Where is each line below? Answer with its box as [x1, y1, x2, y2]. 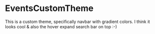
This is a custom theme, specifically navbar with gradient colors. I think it [5, 19, 150, 24]
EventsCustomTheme [5, 3, 94, 14]
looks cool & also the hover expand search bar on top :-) [5, 23, 117, 29]
